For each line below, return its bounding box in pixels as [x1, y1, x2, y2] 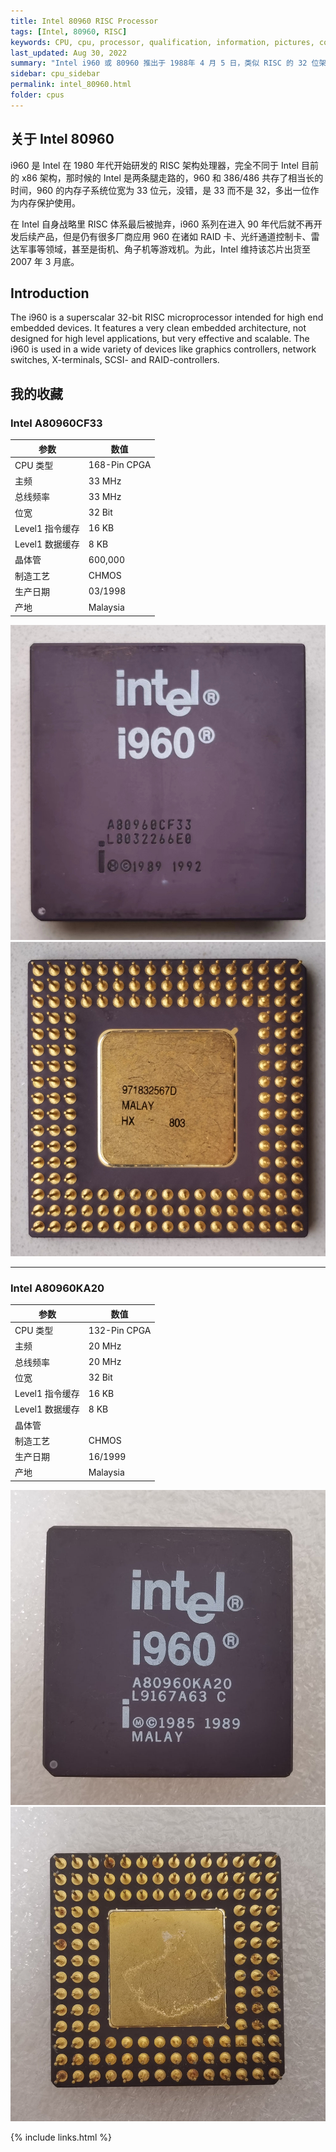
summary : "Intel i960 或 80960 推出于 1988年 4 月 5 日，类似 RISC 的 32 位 [10, 58, 320, 69]
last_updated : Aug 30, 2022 [10, 48, 128, 58]
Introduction [10, 285, 90, 302]
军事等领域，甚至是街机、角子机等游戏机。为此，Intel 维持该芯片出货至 [18, 243, 311, 255]
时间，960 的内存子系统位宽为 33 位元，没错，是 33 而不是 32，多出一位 [10, 184, 311, 196]
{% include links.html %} [10, 2131, 112, 2144]
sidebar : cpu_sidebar [10, 69, 101, 79]
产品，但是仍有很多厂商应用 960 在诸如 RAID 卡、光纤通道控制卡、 [36, 230, 312, 242]
